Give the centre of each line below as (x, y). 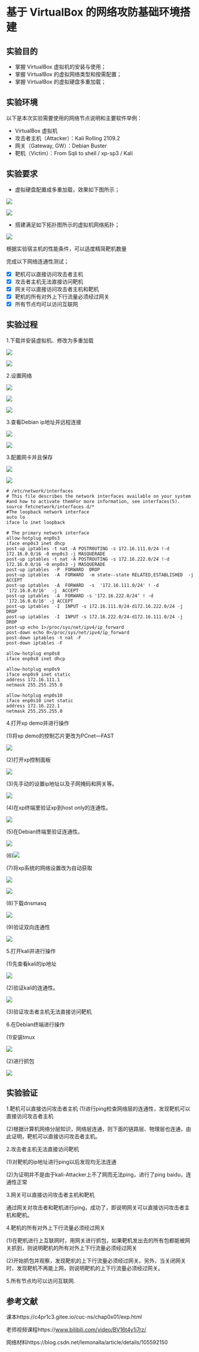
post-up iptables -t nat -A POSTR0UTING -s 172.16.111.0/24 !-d (88, 549)
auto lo (16, 517)
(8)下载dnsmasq (26, 903)
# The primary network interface (48, 533)
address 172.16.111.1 (33, 680)
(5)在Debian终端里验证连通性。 (45, 831)
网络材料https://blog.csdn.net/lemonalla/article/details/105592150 (87, 1342)
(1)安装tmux (21, 1037)
